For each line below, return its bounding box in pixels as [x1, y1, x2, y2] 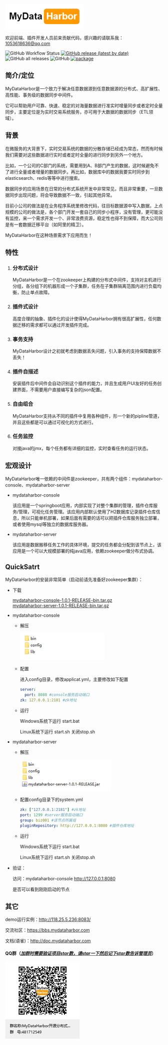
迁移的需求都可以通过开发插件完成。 [16, 322, 91, 328]
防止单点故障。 [21, 289, 52, 295]
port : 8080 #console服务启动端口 [24, 692, 90, 698]
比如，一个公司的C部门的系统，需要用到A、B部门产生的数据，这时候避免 [5, 162, 155, 168]
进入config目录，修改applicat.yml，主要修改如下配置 [19, 676, 128, 682]
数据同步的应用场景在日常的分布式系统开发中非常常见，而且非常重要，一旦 [5, 185, 158, 192]
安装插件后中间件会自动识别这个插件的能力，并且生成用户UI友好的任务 [12, 381, 157, 387]
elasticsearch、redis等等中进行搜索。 [5, 175, 82, 181]
